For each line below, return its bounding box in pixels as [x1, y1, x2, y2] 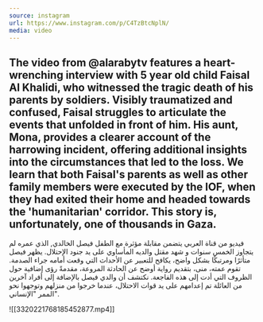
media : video [9, 26, 52, 34]
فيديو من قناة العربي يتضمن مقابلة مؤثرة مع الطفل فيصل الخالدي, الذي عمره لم [9, 239, 245, 248]
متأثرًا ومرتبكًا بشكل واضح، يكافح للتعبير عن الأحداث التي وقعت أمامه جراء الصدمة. [9, 255, 251, 265]
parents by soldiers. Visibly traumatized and [9, 93, 233, 107]
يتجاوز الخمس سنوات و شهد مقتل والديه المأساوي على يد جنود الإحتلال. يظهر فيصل [9, 247, 253, 257]
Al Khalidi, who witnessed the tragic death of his [9, 80, 253, 94]
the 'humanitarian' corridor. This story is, [9, 204, 217, 219]
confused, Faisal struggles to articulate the [9, 105, 227, 119]
